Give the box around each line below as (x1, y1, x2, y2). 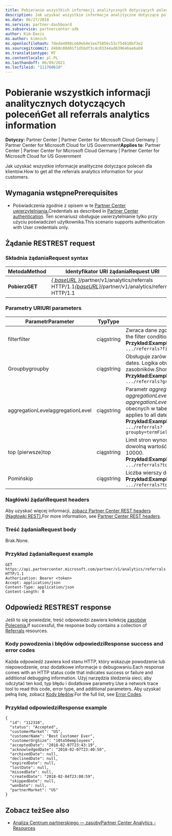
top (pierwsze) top (8, 448, 51, 455)
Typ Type (98, 318, 120, 325)
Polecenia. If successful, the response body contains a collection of (5, 622, 147, 628)
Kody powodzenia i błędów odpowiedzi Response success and (5, 640, 163, 648)
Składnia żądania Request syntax (5, 255, 89, 262)
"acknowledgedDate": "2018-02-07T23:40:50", (10, 747, 106, 752)
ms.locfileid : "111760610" (5, 65, 63, 70)
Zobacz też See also (5, 806, 70, 814)
